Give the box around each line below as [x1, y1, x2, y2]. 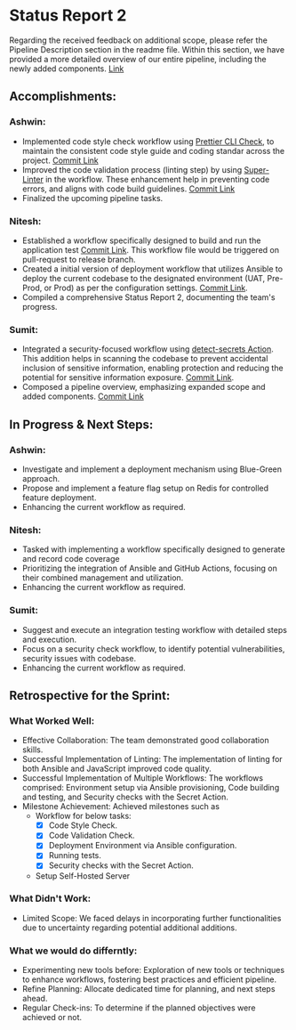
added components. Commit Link [21, 391, 144, 401]
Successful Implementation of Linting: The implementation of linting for [21, 754, 283, 765]
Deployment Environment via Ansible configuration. [48, 840, 237, 851]
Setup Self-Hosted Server [35, 870, 131, 881]
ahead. [21, 994, 48, 1004]
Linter [21, 174, 44, 184]
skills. [21, 744, 44, 755]
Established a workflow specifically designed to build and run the [21, 235, 261, 246]
